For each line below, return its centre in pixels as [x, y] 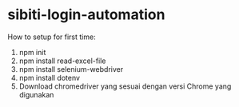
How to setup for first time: [52, 37]
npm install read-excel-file [62, 61]
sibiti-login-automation [86, 15]
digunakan [36, 94]
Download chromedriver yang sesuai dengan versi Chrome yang [125, 86]
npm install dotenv [50, 77]
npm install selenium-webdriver [71, 69]
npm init [32, 52]
